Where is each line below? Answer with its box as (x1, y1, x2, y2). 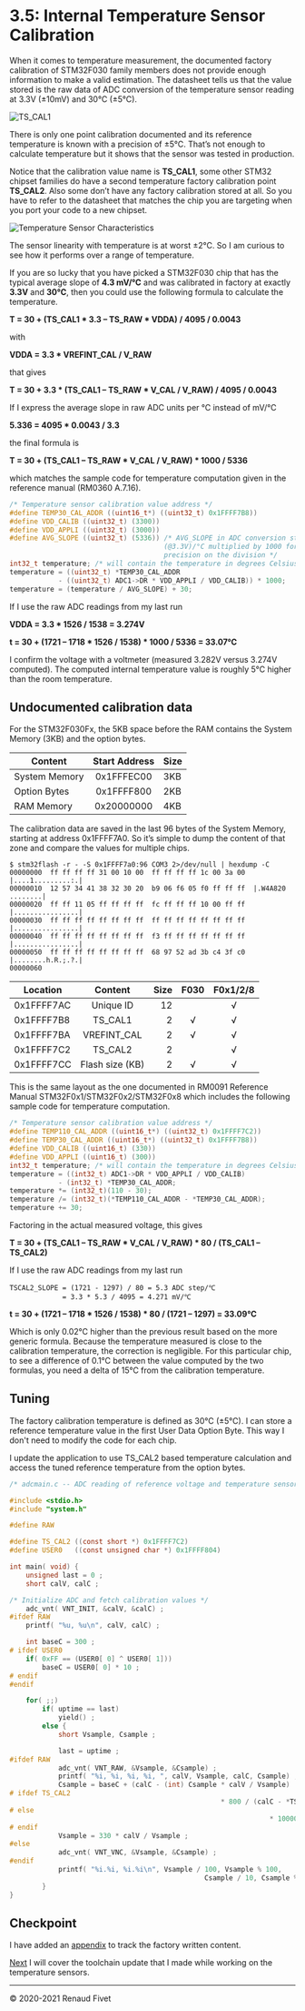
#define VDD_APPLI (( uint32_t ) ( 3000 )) (9, 525, 161, 534)
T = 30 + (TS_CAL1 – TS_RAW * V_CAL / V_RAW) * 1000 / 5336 (9, 454, 248, 465)
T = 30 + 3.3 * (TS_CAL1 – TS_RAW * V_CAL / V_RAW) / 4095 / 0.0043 (9, 384, 277, 395)
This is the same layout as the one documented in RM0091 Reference (9, 1082, 269, 1092)
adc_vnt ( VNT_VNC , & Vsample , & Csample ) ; (57, 1848, 218, 1857)
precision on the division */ (163, 551, 279, 560)
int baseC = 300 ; (25, 1638, 95, 1647)
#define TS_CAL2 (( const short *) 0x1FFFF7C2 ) (9, 1538, 189, 1547)
